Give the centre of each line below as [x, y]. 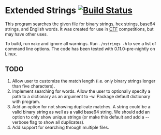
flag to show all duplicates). [57, 122]
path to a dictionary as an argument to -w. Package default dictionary [81, 96]
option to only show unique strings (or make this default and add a [78, 117]
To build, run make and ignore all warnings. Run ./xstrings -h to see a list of [80, 43]
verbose [20, 122]
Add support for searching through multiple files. [61, 127]
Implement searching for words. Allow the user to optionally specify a [81, 91]
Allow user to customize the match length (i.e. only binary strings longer [84, 81]
